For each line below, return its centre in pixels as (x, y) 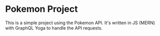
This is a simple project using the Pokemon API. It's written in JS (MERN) (80, 23)
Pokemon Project (42, 9)
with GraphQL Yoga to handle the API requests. (54, 28)
